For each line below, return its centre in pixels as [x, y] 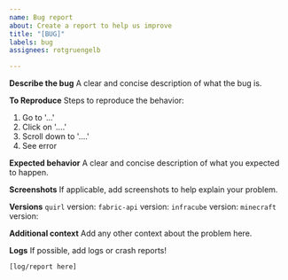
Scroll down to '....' [56, 136]
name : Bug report [41, 17]
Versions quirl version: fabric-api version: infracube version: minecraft [143, 207]
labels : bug [31, 42]
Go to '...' [38, 118]
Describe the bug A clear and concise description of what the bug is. [136, 83]
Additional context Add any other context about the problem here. [131, 233]
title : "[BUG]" [37, 34]
